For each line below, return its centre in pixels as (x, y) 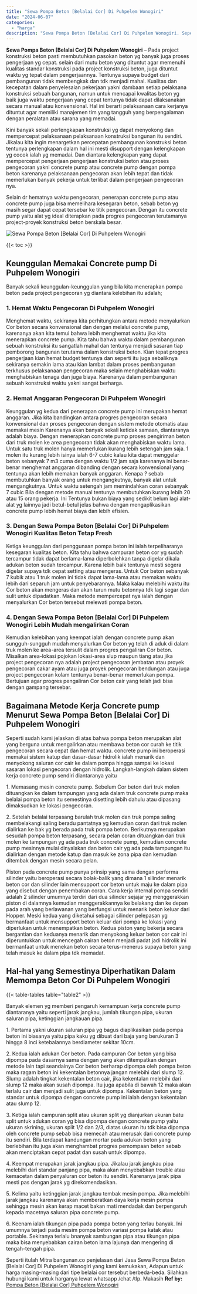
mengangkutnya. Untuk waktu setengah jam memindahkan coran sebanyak (97, 486)
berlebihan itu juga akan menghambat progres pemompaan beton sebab (94, 1146)
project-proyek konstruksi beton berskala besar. (64, 222)
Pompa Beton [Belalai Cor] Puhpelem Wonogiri (62, 1285)
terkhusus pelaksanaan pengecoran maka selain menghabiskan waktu (91, 371)
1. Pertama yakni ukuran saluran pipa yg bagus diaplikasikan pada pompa (95, 1030)
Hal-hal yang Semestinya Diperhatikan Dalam (91, 971)
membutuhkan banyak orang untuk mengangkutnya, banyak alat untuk (91, 480)
